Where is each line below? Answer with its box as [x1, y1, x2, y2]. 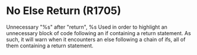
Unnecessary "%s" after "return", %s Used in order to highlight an [6, 23, 167, 30]
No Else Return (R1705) [6, 4, 121, 18]
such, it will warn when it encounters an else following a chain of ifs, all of [6, 36, 186, 43]
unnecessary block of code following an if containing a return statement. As [6, 29, 191, 36]
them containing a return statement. [6, 42, 93, 49]
